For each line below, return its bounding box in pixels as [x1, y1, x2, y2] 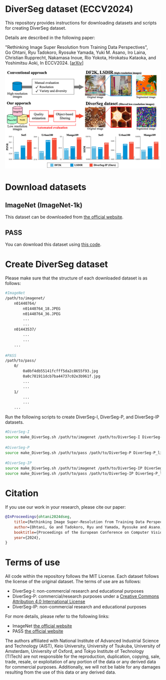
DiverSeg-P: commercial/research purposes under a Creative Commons [12, 594, 159, 600]
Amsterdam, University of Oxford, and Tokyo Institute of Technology [5, 648, 144, 654]
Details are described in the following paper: [5, 35, 95, 40]
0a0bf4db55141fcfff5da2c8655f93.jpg [23, 369, 98, 374]
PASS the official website [12, 628, 63, 634]
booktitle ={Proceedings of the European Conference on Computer [14, 530, 149, 535]
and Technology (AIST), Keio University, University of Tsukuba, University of [5, 643, 161, 649]
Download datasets [5, 181, 86, 193]
